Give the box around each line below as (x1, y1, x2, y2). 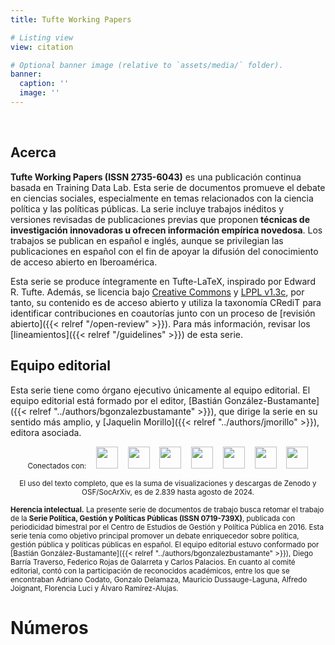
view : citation (10, 42, 74, 52)
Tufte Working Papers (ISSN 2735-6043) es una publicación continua (10, 171, 302, 183)
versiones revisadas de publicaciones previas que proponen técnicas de (10, 213, 310, 225)
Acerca (10, 144, 57, 161)
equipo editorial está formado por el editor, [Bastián (10, 394, 223, 406)
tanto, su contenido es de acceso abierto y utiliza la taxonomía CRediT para (10, 296, 322, 308)
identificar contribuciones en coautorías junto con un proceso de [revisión (10, 307, 316, 319)
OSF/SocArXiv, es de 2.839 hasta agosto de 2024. (81, 487, 255, 497)
